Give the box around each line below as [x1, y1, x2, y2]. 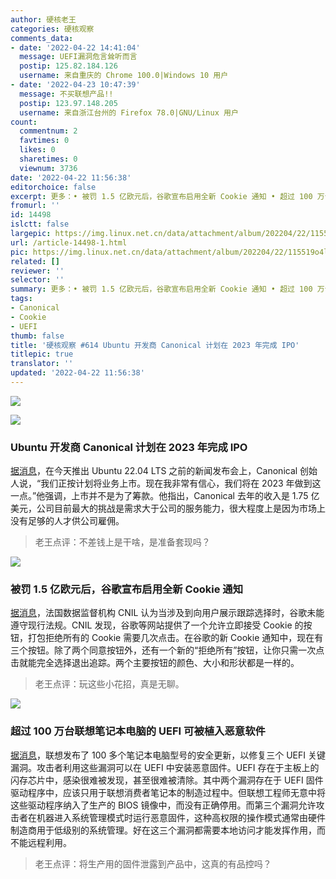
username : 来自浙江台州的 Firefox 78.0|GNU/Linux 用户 [19, 107, 239, 118]
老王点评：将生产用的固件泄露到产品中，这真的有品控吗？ [34, 857, 272, 870]
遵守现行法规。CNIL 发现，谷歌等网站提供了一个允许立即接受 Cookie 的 [10, 619, 304, 631]
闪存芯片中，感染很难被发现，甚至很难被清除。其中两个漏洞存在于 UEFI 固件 [10, 774, 324, 786]
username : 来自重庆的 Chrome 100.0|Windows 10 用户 [19, 71, 229, 81]
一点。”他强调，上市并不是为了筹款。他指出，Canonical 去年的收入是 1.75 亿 [10, 490, 320, 502]
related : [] [10, 256, 60, 266]
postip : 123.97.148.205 [19, 98, 118, 108]
